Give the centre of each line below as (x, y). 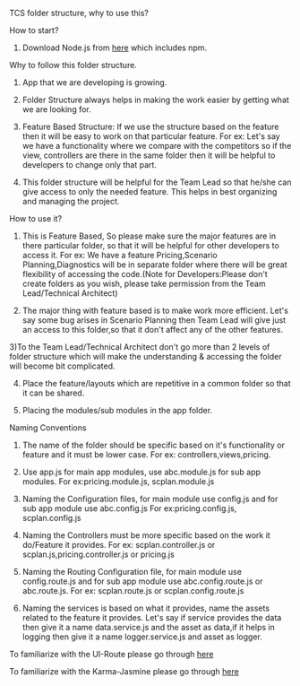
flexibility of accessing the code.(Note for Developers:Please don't (145, 274)
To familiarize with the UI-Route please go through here (111, 654)
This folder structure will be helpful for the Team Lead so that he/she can (157, 182)
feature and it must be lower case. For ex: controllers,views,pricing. (146, 455)
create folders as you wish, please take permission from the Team (144, 283)
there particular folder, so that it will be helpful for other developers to (150, 245)
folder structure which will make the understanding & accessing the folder (146, 356)
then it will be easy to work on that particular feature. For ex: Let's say (151, 136)
